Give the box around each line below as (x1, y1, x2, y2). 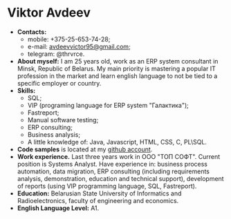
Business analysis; (27, 130, 81, 139)
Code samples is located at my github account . (17, 145, 153, 153)
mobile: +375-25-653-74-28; (27, 35, 111, 43)
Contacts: (17, 28, 47, 36)
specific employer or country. (17, 79, 102, 87)
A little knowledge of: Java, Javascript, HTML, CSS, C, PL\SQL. (27, 137, 207, 146)
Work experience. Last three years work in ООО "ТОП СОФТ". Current (17, 152, 220, 160)
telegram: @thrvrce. (27, 50, 85, 58)
